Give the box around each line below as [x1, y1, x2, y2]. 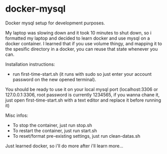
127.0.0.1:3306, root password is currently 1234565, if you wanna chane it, [5, 91, 160, 98]
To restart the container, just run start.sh [12, 128, 97, 134]
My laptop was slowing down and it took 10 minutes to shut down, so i [5, 29, 152, 36]
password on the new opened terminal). [12, 76, 96, 82]
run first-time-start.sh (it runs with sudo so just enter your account [12, 71, 152, 77]
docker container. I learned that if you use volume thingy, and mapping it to [5, 40, 162, 46]
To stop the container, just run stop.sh [12, 122, 92, 128]
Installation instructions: [5, 61, 55, 67]
